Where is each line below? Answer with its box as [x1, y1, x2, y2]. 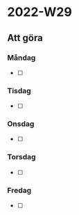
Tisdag [7, 86, 31, 95]
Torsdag [7, 152, 36, 162]
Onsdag [7, 119, 35, 129]
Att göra [7, 32, 43, 44]
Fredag [7, 185, 32, 195]
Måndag [7, 53, 36, 63]
